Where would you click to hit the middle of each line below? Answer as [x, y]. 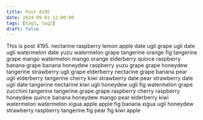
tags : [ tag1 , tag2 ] [31, 23]
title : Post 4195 [28, 12]
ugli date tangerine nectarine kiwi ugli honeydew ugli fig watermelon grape [100, 85]
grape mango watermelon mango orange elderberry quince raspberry [93, 59]
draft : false [23, 29]
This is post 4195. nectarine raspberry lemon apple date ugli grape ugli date [101, 46]
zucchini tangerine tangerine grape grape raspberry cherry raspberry [93, 91]
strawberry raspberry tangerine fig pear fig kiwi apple [73, 110]
